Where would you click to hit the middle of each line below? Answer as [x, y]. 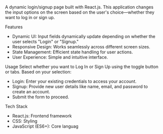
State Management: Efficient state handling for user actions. [72, 52]
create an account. [31, 92]
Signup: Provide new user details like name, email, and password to [80, 87]
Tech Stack [16, 106]
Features [14, 27]
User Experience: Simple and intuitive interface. [60, 57]
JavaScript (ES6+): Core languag [45, 126]
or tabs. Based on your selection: [38, 72]
